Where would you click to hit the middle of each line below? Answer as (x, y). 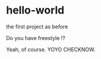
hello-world (35, 10)
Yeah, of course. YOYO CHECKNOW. (51, 49)
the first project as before (37, 27)
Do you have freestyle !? (36, 38)
